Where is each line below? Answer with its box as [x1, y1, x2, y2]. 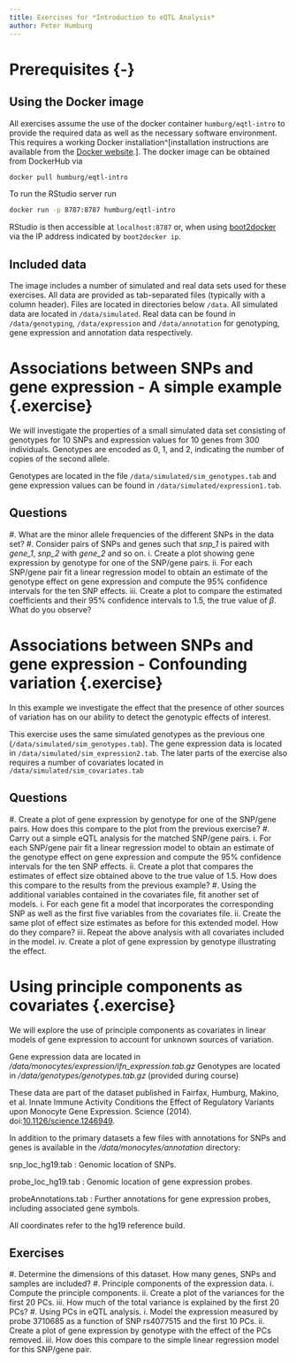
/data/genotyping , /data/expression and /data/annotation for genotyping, [9, 318, 280, 328]
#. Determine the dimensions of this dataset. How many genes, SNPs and [9, 1269, 277, 1280]
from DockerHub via [9, 156, 83, 166]
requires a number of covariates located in [9, 757, 163, 767]
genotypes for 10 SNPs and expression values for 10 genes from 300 [9, 435, 260, 445]
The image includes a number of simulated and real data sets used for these [9, 281, 287, 291]
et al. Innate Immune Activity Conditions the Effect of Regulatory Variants [9, 1097, 275, 1107]
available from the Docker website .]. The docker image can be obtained [9, 146, 270, 157]
